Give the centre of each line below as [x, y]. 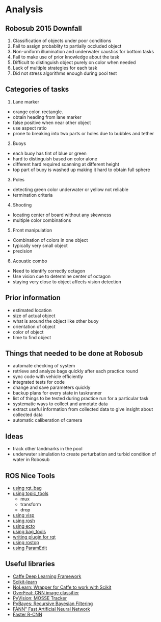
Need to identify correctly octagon [49, 271]
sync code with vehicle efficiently [48, 377]
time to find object [32, 337]
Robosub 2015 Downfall [44, 28]
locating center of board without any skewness [62, 215]
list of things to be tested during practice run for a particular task [81, 399]
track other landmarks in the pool [47, 449]
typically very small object [40, 245]
